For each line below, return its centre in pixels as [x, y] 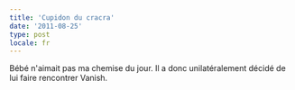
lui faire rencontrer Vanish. [59, 78]
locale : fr [30, 43]
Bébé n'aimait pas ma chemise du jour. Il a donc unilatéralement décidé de [147, 68]
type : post [30, 34]
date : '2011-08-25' [46, 26]
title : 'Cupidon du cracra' [62, 18]
